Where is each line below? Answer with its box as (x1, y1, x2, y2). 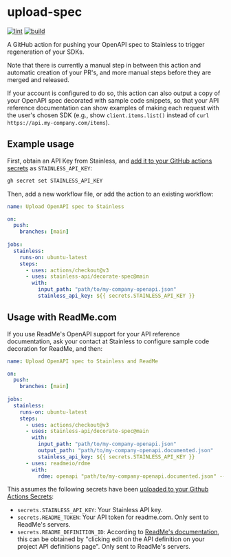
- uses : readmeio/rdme (25, 460, 91, 467)
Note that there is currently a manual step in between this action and (7, 61, 201, 69)
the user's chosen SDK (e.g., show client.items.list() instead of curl (7, 111, 210, 119)
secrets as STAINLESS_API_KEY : (7, 163, 93, 172)
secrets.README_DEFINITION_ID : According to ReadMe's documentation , (16, 528, 220, 536)
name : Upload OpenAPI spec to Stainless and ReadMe (7, 358, 158, 365)
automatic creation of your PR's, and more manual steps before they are (7, 68, 212, 77)
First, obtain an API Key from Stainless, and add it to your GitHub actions (7, 156, 212, 165)
